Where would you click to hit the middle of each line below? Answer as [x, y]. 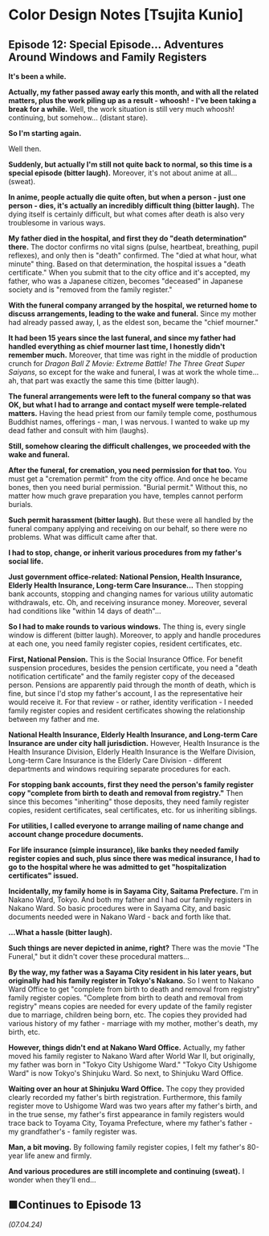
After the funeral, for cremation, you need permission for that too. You [128, 470]
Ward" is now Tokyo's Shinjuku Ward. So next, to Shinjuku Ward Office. [126, 1073]
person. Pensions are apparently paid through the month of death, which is [132, 685]
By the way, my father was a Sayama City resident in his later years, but [130, 972]
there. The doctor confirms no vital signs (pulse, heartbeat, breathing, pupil [133, 247]
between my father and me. [54, 719]
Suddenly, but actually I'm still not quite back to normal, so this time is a [130, 164]
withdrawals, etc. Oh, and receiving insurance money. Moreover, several [128, 602]
